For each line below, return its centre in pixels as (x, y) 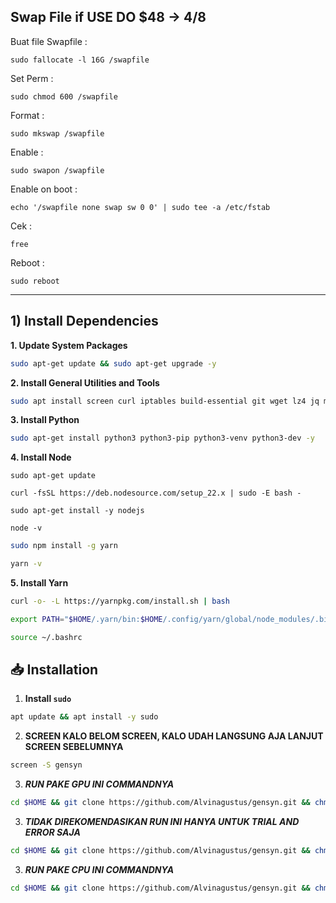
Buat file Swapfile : (49, 41)
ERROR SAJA (52, 832)
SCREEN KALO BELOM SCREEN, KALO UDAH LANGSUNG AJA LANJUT (174, 736)
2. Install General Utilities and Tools (85, 382)
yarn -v (26, 564)
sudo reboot (35, 281)
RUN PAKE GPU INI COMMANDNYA (99, 784)
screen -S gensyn (46, 765)
